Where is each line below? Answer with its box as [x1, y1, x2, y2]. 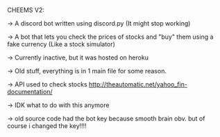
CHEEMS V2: [7, 6, 45, 14]
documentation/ [7, 88, 53, 95]
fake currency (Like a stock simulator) [7, 40, 116, 48]
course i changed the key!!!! [7, 122, 87, 130]
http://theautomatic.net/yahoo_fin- [89, 80, 187, 89]
